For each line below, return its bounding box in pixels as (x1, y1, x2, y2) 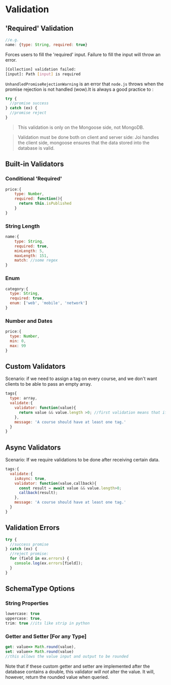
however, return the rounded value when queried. (5, 674, 109, 680)
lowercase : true (5, 611, 40, 617)
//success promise (10, 541, 49, 547)
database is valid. (17, 145, 55, 151)
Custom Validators (5, 362, 66, 371)
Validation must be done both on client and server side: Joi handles (17, 134, 159, 140)
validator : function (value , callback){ (14, 481, 97, 486)
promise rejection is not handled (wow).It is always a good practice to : (5, 86, 154, 92)
